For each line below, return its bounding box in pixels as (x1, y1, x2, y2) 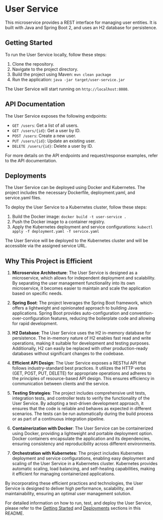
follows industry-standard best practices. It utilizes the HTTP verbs (12, 365, 147, 371)
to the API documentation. (5, 157, 57, 163)
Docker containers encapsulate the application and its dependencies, (12, 436, 151, 442)
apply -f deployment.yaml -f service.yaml (12, 229, 99, 234)
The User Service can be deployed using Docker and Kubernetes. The (5, 185, 146, 191)
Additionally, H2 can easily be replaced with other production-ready (12, 346, 148, 351)
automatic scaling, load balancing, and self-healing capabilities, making (12, 466, 155, 472)
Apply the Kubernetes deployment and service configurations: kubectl (12, 224, 153, 230)
